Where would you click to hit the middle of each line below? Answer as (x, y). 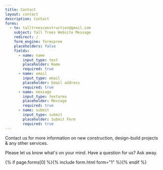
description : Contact (27, 19)
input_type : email (41, 78)
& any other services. (27, 143)
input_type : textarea (45, 96)
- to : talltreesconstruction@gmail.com (50, 28)
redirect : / (26, 37)
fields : (22, 51)
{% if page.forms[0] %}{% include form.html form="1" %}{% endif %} (76, 162)
